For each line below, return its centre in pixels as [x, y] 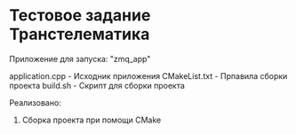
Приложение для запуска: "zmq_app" [80, 59]
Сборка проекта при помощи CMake [92, 120]
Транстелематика [80, 34]
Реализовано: [36, 102]
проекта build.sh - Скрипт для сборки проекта [97, 85]
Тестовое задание [80, 16]
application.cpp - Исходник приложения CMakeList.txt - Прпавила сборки [148, 75]
